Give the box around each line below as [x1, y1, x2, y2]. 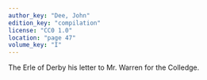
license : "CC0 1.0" [8, 26, 73, 34]
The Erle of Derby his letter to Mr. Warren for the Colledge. [8, 63, 200, 72]
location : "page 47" [8, 33, 77, 42]
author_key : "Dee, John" [8, 11, 90, 20]
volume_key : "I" [8, 41, 62, 49]
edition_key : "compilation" [8, 19, 102, 27]
